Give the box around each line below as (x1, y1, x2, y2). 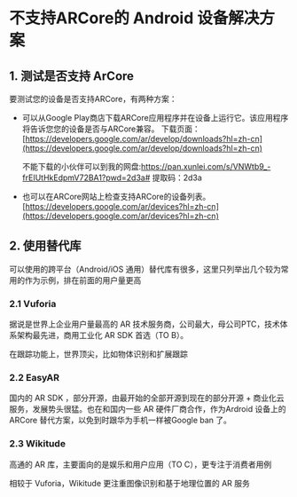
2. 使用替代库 (9, 239, 82, 254)
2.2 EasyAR (9, 372, 60, 384)
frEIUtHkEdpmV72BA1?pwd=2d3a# (21, 172, 151, 183)
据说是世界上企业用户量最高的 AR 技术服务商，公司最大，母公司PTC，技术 (9, 319, 281, 329)
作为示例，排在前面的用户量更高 (24, 274, 142, 285)
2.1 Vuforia (9, 297, 57, 310)
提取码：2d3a (152, 172, 202, 183)
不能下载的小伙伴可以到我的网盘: (21, 162, 142, 171)
